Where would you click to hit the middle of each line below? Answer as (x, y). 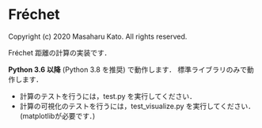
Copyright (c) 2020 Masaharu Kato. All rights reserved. (98, 36)
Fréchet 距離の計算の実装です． (60, 52)
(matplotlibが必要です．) (57, 115)
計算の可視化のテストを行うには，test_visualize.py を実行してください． (137, 106)
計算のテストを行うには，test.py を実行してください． (108, 96)
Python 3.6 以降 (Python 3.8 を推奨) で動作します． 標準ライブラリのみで (128, 70)
